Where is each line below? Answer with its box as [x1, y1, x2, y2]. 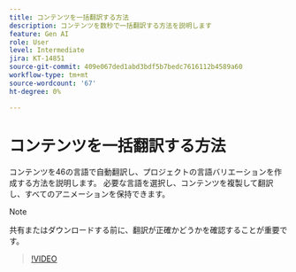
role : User [9, 37, 49, 47]
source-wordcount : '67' [9, 79, 97, 88]
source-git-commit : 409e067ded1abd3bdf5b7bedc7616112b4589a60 [9, 63, 243, 72]
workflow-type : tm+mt [9, 71, 89, 80]
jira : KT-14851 [9, 54, 65, 63]
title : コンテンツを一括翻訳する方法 [9, 12, 130, 22]
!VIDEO [30, 253, 57, 264]
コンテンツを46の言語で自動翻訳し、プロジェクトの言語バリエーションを [9, 167, 275, 177]
